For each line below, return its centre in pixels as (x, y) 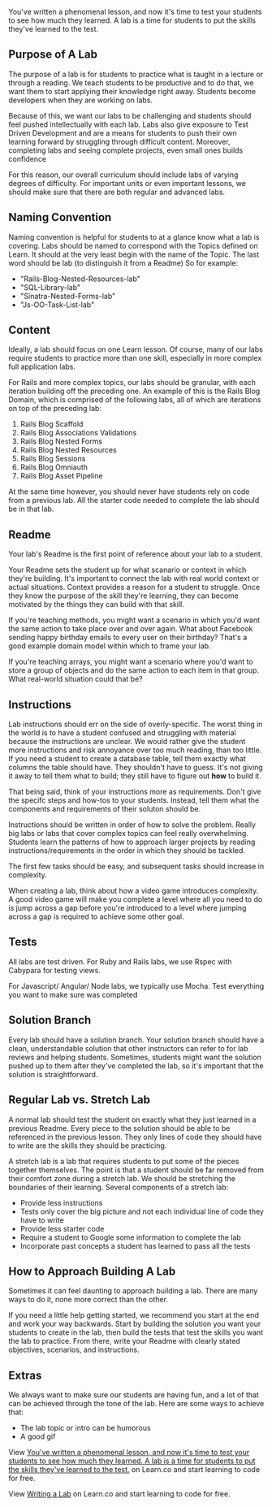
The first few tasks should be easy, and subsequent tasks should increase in (136, 866)
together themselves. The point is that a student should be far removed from (136, 1170)
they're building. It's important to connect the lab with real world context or (134, 578)
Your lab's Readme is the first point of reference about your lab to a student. (136, 554)
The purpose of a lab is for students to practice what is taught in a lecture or (136, 74)
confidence (28, 158)
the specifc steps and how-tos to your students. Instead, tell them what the (134, 800)
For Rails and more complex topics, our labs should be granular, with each (132, 383)
